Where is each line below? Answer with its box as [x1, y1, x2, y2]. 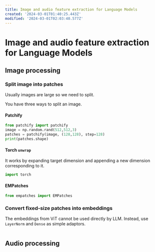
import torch [5, 172, 31, 177]
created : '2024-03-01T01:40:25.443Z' [5, 12, 81, 16]
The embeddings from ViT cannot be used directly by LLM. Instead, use [5, 216, 149, 222]
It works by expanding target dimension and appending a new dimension [5, 158, 150, 163]
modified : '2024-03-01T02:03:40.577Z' [5, 16, 83, 21]
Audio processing [5, 239, 60, 247]
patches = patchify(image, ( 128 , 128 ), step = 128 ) [5, 132, 105, 137]
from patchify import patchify [5, 123, 68, 128]
